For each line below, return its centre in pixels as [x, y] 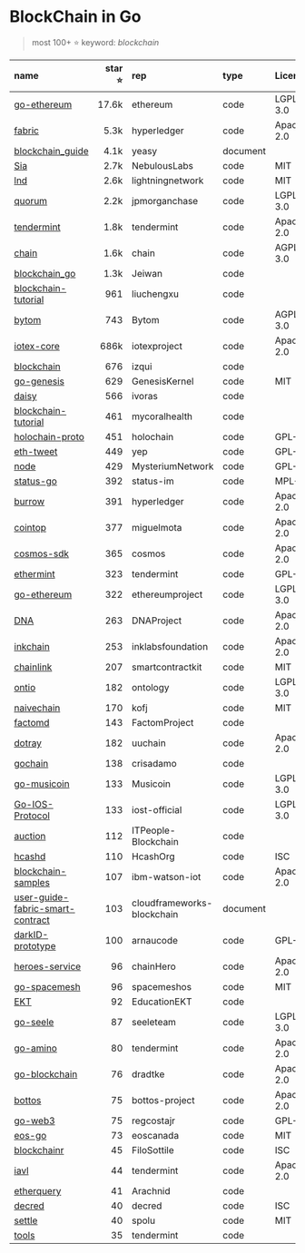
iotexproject [157, 346]
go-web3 [35, 1121]
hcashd [30, 857]
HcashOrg [153, 857]
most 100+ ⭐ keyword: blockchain [95, 42]
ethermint [35, 573]
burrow [30, 501]
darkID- [31, 935]
